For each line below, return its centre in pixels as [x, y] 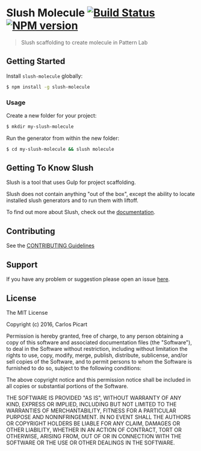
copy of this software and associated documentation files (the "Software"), [99, 342]
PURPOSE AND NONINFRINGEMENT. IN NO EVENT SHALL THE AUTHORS [99, 417]
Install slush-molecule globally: [45, 76]
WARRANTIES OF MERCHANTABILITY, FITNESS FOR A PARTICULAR [91, 411]
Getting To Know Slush [50, 168]
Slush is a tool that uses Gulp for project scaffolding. [71, 182]
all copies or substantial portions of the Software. [67, 386]
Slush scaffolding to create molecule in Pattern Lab [84, 42]
